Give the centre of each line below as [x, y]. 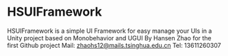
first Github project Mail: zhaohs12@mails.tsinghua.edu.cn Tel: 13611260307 [114, 45]
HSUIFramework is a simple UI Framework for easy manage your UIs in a [110, 31]
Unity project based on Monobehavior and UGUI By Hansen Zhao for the [109, 38]
